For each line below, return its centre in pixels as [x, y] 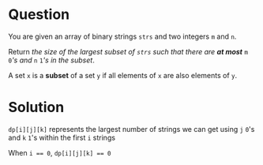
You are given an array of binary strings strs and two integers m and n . [122, 36]
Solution [36, 107]
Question [39, 15]
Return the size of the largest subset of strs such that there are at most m [128, 51]
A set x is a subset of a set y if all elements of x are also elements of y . [123, 75]
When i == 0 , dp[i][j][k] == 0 [60, 152]
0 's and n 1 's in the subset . [51, 60]
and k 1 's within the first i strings [62, 137]
